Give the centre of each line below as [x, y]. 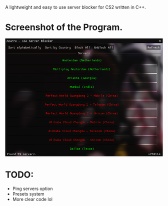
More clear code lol [32, 199]
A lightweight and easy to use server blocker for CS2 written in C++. [75, 7]
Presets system [28, 194]
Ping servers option [32, 189]
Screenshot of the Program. [64, 27]
